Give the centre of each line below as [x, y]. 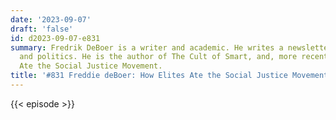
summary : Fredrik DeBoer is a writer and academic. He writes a [147, 47]
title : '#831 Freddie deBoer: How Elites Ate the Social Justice [149, 76]
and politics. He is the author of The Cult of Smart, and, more [158, 57]
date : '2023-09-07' [51, 19]
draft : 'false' [42, 29]
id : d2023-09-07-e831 [55, 38]
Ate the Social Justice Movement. [91, 66]
